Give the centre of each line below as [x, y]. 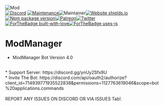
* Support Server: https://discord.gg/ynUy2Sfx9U [56, 72]
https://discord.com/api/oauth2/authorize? [83, 78]
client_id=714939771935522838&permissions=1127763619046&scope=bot [82, 83]
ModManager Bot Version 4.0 [43, 57]
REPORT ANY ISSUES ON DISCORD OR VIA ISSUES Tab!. [64, 99]
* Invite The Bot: [22, 78]
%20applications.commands [34, 88]
